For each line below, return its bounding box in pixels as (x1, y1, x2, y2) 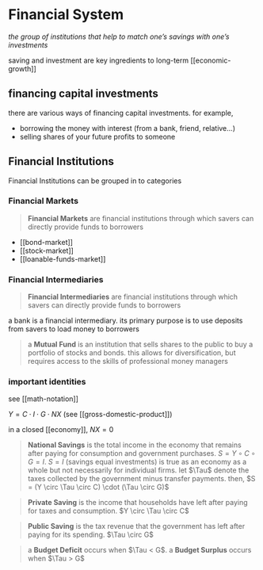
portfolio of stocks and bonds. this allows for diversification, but (27, 348, 236, 358)
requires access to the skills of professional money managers (27, 357, 228, 366)
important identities (8, 377, 86, 388)
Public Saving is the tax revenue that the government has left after (27, 522, 246, 531)
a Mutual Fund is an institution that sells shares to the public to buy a (27, 339, 253, 350)
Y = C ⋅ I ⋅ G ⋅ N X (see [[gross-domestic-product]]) (8, 410, 173, 419)
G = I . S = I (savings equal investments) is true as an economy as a (27, 457, 247, 467)
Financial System (8, 6, 124, 24)
